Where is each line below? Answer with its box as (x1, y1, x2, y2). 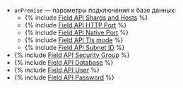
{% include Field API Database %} (13, 58, 114, 66)
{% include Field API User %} (13, 66, 100, 74)
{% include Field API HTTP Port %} (24, 21, 127, 29)
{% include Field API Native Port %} (24, 28, 129, 37)
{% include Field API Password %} (13, 73, 114, 82)
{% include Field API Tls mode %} (24, 36, 124, 44)
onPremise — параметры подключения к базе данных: (13, 6, 177, 14)
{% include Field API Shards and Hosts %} (24, 13, 148, 22)
